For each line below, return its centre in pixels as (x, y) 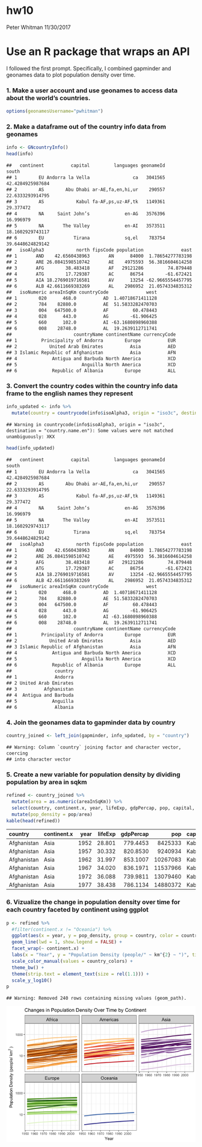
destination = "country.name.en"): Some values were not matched (90, 431)
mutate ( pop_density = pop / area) (52, 815)
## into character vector (38, 759)
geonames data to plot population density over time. (71, 75)
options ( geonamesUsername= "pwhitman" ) (55, 111)
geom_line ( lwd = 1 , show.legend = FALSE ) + (67, 942)
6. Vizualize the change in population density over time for (93, 902)
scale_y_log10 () (32, 980)
